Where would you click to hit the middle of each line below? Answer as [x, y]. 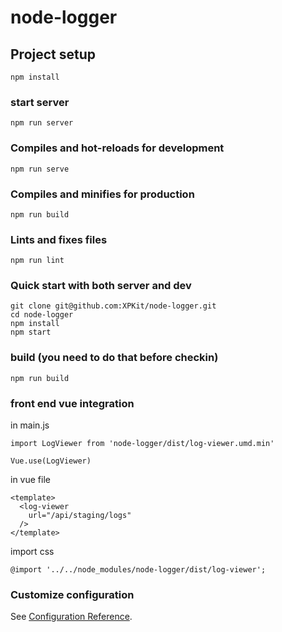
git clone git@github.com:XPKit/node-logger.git [113, 306]
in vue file [30, 480]
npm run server [42, 123]
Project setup [53, 54]
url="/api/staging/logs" [80, 516]
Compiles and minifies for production [102, 194]
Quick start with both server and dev [101, 286]
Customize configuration [72, 594]
